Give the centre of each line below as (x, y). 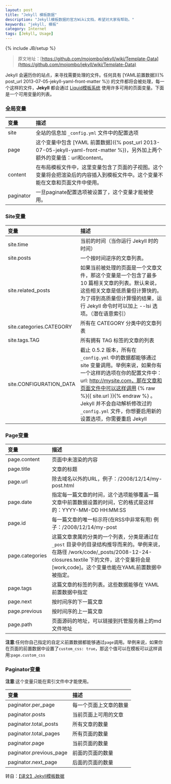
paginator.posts (27, 715)
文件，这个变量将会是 (125, 560)
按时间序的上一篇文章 (77, 611)
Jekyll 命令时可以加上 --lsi (119, 306)
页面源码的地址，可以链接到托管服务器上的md (107, 621)
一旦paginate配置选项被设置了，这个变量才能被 (92, 192)
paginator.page (26, 743)
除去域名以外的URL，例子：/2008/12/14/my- (107, 478)
